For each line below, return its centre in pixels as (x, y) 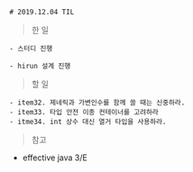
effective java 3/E (55, 158)
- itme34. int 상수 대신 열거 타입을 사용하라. (88, 122)
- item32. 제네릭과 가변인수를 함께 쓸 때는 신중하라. (97, 103)
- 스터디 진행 (31, 49)
